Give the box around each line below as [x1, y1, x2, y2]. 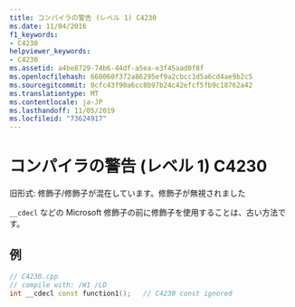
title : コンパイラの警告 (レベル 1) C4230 [9, 13, 157, 23]
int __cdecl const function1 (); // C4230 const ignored [9, 289, 233, 298]
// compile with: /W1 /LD [9, 280, 107, 290]
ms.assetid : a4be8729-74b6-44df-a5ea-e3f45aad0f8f [9, 64, 205, 73]
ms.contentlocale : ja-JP [9, 97, 103, 107]
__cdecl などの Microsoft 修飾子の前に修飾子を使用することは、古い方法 [9, 207, 279, 218]
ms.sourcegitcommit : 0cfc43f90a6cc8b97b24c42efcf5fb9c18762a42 [9, 81, 253, 90]
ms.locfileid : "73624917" [9, 114, 107, 123]
